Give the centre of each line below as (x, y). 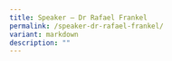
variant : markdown (44, 34)
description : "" (40, 43)
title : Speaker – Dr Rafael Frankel (78, 17)
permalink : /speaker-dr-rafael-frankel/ (87, 26)
